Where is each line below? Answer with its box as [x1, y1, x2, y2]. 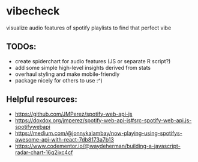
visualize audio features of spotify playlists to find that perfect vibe [6, 24, 172, 31]
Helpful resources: [6, 95, 78, 105]
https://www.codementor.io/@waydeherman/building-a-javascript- [14, 142, 181, 149]
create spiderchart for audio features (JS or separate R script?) [14, 57, 171, 64]
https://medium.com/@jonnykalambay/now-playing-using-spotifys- [14, 129, 183, 137]
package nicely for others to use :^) [14, 76, 103, 84]
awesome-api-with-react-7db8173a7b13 [14, 136, 114, 143]
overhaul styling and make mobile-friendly [14, 70, 120, 78]
